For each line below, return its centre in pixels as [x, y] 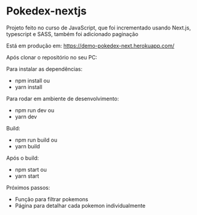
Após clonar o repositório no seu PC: [52, 57]
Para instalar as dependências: [44, 69]
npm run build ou [36, 140]
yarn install [29, 87]
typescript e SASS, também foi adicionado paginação [72, 34]
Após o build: [23, 158]
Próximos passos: [28, 187]
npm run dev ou [35, 110]
